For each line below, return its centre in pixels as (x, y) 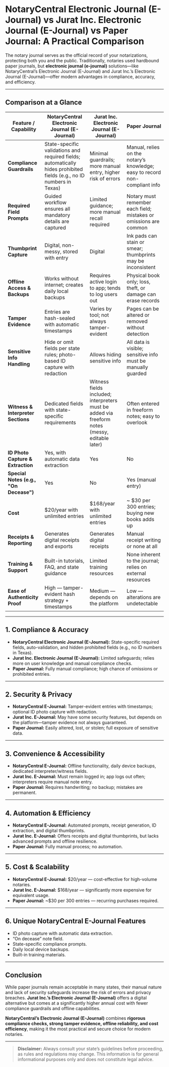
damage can (141, 294)
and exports (59, 546)
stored (70, 251)
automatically (60, 163)
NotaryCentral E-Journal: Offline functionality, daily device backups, (84, 766)
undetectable (142, 603)
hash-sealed (60, 318)
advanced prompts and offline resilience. (55, 841)
